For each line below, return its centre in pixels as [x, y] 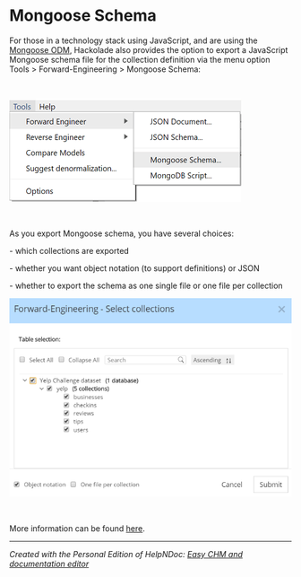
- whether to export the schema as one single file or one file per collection [146, 285]
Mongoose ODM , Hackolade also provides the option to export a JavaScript [149, 49]
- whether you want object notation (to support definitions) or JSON [134, 268]
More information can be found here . [77, 529]
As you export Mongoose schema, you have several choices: [122, 233]
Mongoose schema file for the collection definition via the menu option [140, 59]
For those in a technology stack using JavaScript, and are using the [133, 40]
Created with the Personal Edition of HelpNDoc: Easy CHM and [126, 555]
